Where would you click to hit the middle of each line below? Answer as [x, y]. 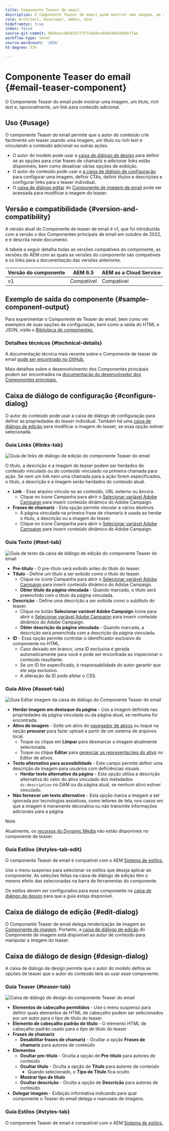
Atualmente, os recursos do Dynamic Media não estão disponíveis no [77, 831]
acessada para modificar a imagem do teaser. [60, 193]
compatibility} [28, 217]
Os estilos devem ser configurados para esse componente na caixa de [78, 891]
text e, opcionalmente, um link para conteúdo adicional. [63, 107]
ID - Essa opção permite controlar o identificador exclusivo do [77, 638]
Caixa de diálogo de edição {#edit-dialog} [72, 912]
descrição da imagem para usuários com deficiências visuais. [76, 768]
